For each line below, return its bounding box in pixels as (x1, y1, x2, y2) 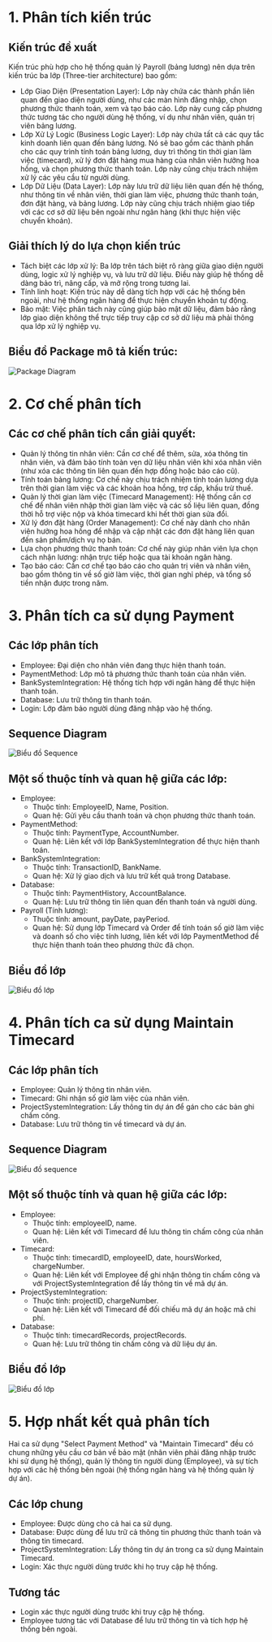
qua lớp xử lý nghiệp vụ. (19, 321, 101, 331)
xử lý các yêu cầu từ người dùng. (19, 173, 131, 182)
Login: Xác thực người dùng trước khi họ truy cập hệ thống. (19, 1562, 218, 1571)
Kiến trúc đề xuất (8, 41, 97, 54)
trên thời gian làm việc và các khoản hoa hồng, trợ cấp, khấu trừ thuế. (19, 483, 253, 493)
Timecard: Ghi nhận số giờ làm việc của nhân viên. (19, 1093, 190, 1104)
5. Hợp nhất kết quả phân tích (8, 1412, 210, 1431)
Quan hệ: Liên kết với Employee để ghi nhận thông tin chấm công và (32, 1269, 261, 1279)
